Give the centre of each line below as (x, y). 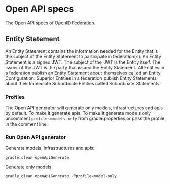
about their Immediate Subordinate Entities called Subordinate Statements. (83, 83)
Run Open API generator (36, 137)
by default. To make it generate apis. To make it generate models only (78, 113)
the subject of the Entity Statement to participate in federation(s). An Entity (83, 56)
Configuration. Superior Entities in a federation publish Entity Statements (81, 78)
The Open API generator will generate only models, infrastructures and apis (84, 108)
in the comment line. (27, 124)
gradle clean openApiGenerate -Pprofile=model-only (61, 176)
